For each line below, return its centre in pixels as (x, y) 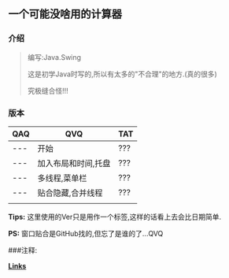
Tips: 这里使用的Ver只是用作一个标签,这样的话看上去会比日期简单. (115, 217)
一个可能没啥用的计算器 (65, 14)
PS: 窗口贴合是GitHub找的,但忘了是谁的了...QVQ (86, 233)
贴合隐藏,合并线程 (70, 193)
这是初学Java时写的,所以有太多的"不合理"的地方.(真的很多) (122, 74)
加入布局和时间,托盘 (74, 163)
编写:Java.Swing (54, 57)
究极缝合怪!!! (48, 91)
